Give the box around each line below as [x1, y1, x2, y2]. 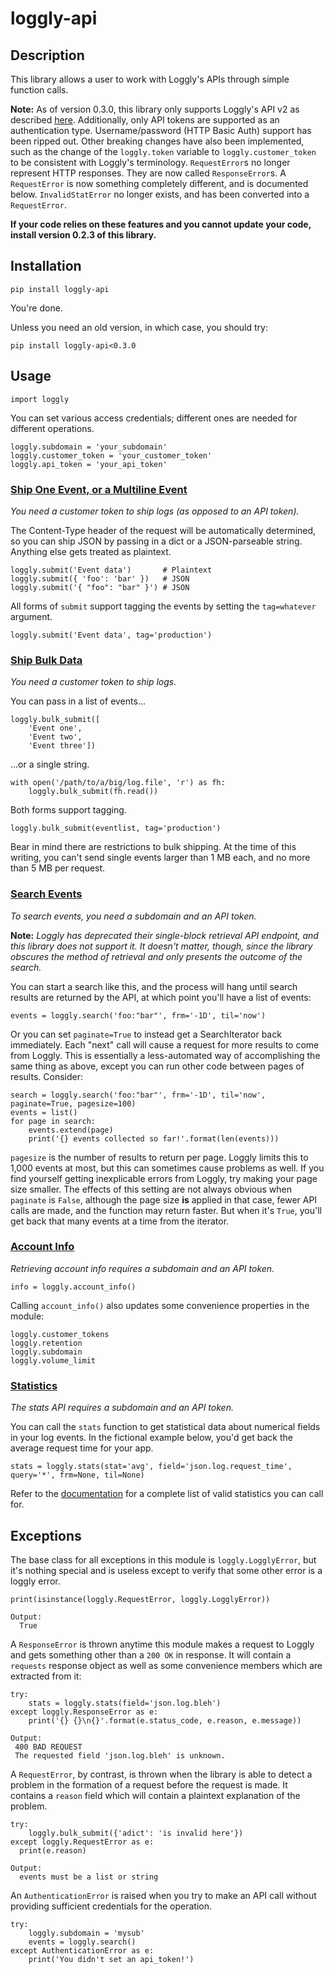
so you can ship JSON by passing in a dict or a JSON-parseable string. [10, 535, 303, 547]
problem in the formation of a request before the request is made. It [10, 1778, 288, 1791]
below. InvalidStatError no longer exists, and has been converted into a [10, 188, 310, 200]
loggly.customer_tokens [10, 1329, 110, 1339]
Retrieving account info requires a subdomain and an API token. [10, 1262, 275, 1274]
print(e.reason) [19, 1845, 87, 1856]
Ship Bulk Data [10, 653, 83, 667]
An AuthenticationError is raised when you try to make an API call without [10, 1889, 317, 1901]
